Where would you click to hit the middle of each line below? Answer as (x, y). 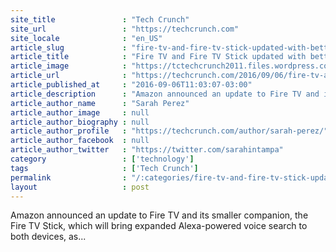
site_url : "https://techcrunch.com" (125, 29)
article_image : (69, 66)
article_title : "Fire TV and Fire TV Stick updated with (158, 57)
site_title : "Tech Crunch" (100, 19)
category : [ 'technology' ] (102, 159)
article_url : (69, 76)
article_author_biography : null (80, 122)
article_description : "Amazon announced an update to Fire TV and (165, 94)
